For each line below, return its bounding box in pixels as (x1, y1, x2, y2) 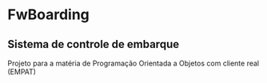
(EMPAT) (7, 67, 37, 77)
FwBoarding (7, 6, 90, 24)
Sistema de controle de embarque (7, 38, 180, 51)
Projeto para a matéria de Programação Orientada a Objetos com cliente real (7, 58, 260, 68)
